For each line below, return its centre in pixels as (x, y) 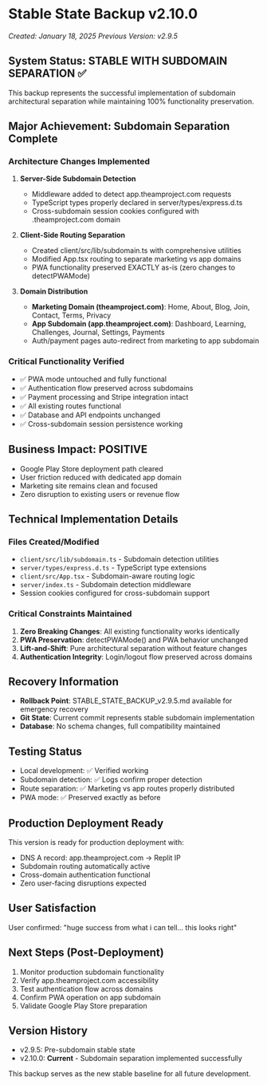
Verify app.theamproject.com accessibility (89, 980)
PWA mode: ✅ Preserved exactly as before (90, 798)
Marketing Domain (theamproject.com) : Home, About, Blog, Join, (141, 307)
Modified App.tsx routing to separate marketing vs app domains (136, 259)
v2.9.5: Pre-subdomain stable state (77, 1050)
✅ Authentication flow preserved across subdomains (106, 388)
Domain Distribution (54, 291)
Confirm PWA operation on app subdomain (90, 997)
